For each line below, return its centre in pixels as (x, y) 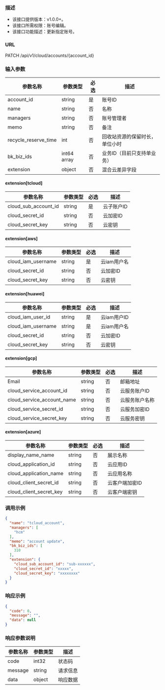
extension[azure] (23, 432)
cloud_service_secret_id (35, 409)
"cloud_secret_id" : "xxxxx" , (44, 569)
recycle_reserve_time (32, 140)
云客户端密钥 (122, 492)
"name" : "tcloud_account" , (37, 523)
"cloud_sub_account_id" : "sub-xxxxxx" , (55, 564)
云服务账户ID (135, 391)
